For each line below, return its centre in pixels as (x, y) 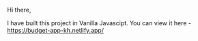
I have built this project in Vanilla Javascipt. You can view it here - (99, 23)
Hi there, (19, 10)
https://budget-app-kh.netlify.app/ (56, 30)
